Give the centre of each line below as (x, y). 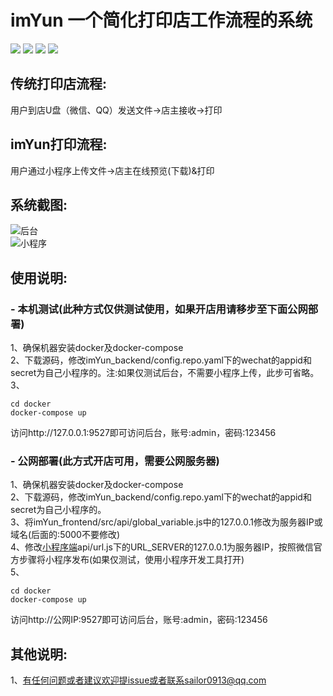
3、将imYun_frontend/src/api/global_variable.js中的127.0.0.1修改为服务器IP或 (166, 522)
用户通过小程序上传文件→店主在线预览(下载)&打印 (112, 170)
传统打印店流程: (59, 84)
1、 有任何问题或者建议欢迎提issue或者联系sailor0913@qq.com (138, 680)
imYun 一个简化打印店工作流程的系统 (161, 20)
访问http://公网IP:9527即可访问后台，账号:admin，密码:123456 (139, 620)
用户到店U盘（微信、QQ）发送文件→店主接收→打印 (116, 110)
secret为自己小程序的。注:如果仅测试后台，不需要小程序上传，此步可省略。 (165, 373)
